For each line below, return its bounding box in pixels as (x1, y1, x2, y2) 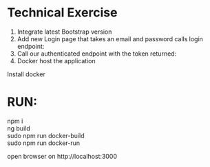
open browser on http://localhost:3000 (7, 152, 118, 160)
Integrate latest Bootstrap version (17, 27, 112, 36)
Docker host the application (17, 56, 96, 65)
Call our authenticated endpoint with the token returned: (17, 49, 177, 58)
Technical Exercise (7, 5, 118, 21)
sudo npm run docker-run (7, 139, 81, 147)
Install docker (7, 70, 46, 78)
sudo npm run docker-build (7, 131, 85, 140)
